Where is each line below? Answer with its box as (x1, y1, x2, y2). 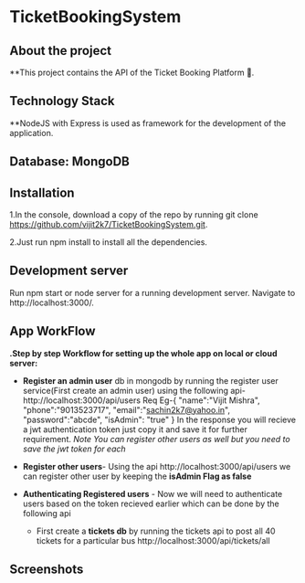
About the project (9, 43, 112, 58)
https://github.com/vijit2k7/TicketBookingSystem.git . (9, 219, 208, 230)
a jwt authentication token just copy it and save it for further (22, 423, 248, 435)
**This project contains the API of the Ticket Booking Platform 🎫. (9, 67, 255, 78)
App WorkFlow (9, 323, 96, 339)
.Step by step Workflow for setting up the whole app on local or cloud (9, 347, 278, 358)
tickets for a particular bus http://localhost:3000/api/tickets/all (36, 535, 271, 546)
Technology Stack (9, 93, 115, 109)
